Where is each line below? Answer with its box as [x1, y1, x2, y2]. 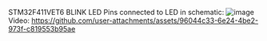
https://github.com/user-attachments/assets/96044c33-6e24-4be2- [31, 16, 258, 25]
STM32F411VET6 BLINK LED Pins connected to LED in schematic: [8, 8, 225, 17]
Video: [8, 16, 30, 25]
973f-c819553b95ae [8, 24, 76, 33]
